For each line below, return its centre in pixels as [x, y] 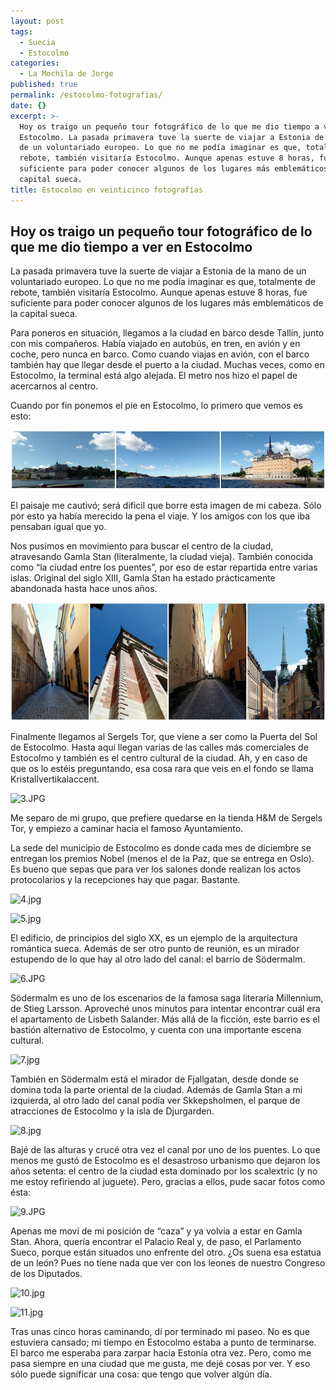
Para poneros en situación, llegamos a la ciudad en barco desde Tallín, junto [167, 333]
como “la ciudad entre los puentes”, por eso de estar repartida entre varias [164, 567]
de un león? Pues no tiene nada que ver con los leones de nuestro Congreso [168, 1262]
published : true [44, 85]
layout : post [37, 21]
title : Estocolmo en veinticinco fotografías [106, 190]
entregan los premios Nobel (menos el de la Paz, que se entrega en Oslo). [162, 858]
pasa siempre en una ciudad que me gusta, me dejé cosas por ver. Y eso [160, 1363]
